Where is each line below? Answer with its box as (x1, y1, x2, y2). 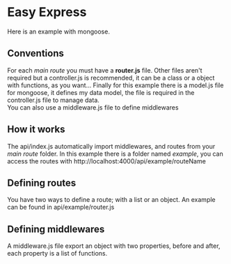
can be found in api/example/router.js (7, 203, 115, 212)
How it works (7, 124, 65, 135)
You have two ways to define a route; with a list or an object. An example (7, 196, 216, 204)
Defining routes (7, 177, 77, 189)
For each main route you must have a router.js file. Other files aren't (7, 66, 203, 74)
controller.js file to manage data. (7, 96, 99, 104)
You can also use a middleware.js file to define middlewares (7, 103, 179, 112)
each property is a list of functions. (7, 249, 108, 258)
